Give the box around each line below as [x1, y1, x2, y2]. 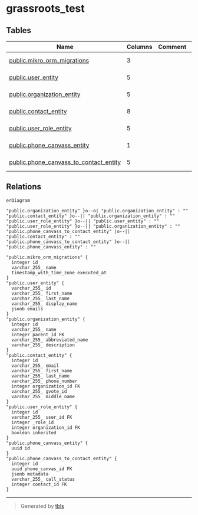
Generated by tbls [20, 502, 65, 509]
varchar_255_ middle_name [11, 393, 75, 399]
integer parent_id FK [11, 332, 65, 337]
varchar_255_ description [11, 342, 75, 348]
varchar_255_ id [11, 285, 51, 291]
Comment [158, 43, 187, 51]
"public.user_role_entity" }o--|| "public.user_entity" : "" [6, 218, 160, 224]
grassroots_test [6, 2, 85, 15]
